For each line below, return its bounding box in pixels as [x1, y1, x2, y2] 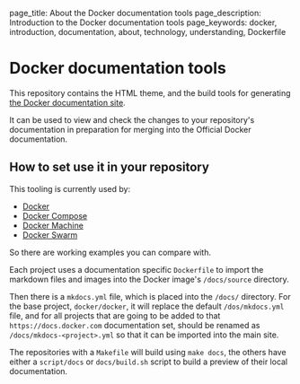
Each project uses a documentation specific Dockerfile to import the [9, 264, 264, 275]
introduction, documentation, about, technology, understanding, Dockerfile [9, 27, 287, 37]
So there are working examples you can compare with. [9, 247, 212, 257]
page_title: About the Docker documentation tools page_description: [9, 8, 262, 18]
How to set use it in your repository [9, 160, 209, 175]
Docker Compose [22, 210, 88, 221]
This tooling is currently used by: [9, 183, 131, 194]
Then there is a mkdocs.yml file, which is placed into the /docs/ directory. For [9, 291, 291, 301]
